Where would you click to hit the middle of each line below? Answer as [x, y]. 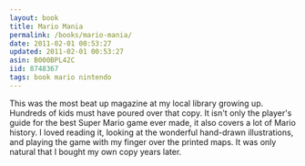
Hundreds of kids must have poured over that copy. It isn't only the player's [151, 113]
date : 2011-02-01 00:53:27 [61, 43]
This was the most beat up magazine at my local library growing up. [137, 103]
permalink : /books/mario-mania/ [71, 35]
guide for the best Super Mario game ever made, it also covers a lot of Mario [152, 122]
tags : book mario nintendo [61, 78]
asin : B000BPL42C [42, 60]
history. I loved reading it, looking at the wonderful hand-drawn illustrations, [152, 132]
